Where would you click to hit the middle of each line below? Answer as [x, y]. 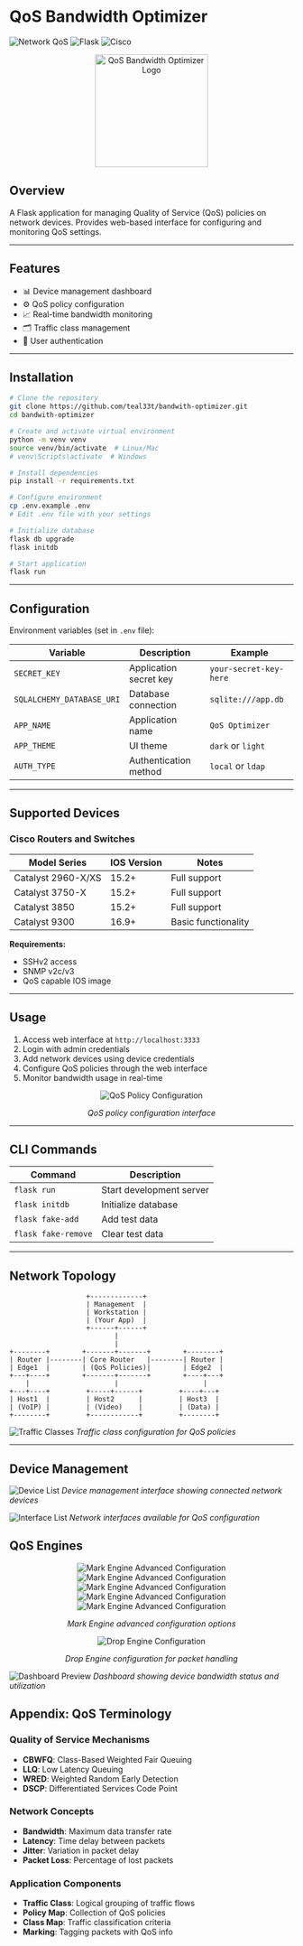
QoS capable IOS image [67, 981]
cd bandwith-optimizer [52, 415]
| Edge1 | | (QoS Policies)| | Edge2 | [116, 1368]
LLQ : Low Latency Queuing [73, 1769]
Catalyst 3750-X [50, 892]
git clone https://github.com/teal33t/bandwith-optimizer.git [129, 407]
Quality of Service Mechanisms [80, 1740]
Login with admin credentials [76, 1048]
